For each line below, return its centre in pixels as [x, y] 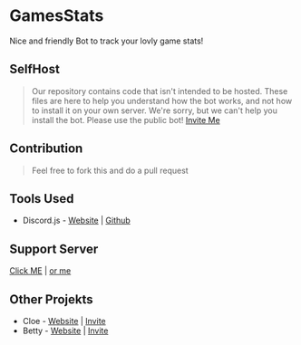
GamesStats [57, 16]
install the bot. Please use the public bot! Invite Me [126, 120]
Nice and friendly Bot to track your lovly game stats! [107, 41]
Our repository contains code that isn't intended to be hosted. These [160, 91]
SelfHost [35, 69]
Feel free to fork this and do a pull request [110, 170]
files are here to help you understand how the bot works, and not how [162, 101]
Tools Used [42, 199]
